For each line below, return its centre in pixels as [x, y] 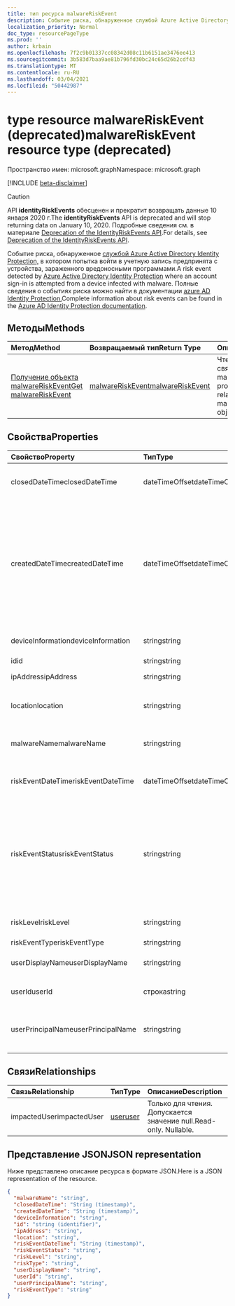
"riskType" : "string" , [47, 1264]
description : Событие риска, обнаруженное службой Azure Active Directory [119, 20]
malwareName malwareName [58, 743]
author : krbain [29, 46]
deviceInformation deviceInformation [71, 641]
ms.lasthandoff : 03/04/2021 [48, 79]
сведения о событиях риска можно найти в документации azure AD [109, 291]
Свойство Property [43, 457]
